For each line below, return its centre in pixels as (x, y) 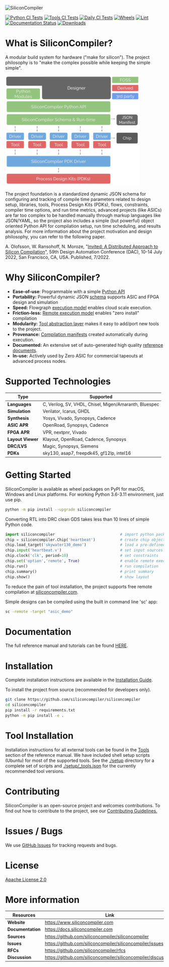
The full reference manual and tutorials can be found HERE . (67, 646)
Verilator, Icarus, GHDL (66, 411)
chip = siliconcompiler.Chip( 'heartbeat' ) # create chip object (85, 540)
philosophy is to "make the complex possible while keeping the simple (78, 62)
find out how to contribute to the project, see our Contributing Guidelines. (81, 811)
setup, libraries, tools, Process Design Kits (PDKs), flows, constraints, (77, 205)
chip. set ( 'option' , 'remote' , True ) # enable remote (80, 561)
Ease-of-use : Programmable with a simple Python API (69, 291)
